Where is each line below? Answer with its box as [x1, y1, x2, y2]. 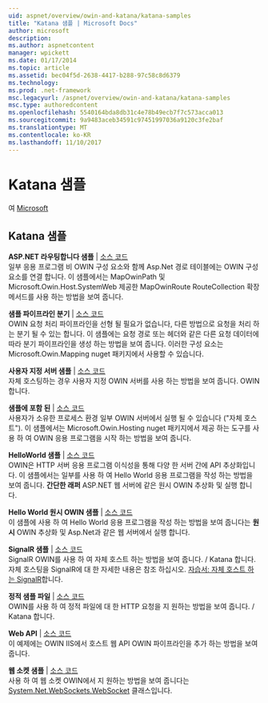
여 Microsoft [8, 204, 49, 213]
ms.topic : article [8, 64, 70, 72]
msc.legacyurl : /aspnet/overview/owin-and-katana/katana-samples [8, 94, 230, 102]
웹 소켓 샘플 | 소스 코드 [8, 666, 78, 676]
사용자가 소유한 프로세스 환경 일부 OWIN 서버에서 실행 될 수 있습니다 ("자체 [8, 414, 242, 423]
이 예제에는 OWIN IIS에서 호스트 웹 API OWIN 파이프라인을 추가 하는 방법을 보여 [8, 639, 258, 648]
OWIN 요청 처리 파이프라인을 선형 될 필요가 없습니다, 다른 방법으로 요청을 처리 [8, 319, 252, 329]
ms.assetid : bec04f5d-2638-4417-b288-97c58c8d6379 [8, 71, 181, 79]
